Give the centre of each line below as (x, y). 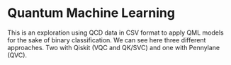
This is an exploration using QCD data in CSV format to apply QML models (116, 32)
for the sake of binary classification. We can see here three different (107, 40)
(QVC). (17, 55)
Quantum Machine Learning (91, 13)
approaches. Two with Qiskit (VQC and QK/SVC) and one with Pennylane (114, 47)
